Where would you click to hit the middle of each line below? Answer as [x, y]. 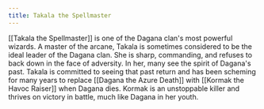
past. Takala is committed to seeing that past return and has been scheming [132, 71]
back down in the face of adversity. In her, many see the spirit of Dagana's [130, 63]
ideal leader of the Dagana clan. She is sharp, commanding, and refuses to [130, 54]
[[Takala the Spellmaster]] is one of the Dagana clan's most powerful [121, 38]
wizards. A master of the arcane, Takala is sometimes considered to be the [130, 46]
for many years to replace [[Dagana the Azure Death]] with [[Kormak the [126, 80]
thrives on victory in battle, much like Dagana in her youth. [103, 96]
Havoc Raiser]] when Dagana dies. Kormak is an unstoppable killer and [124, 88]
